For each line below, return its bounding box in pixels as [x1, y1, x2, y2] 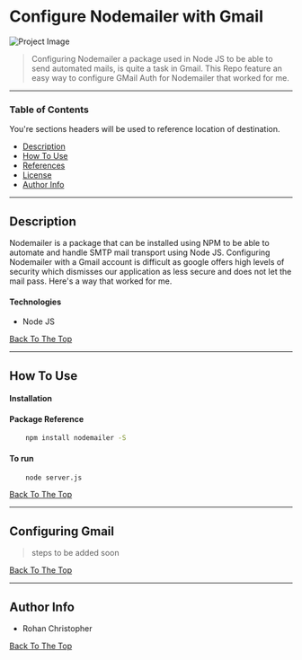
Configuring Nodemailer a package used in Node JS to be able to [31, 53, 273, 64]
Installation [9, 393, 52, 404]
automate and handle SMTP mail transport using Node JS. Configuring [9, 247, 271, 258]
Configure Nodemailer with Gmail [9, 6, 263, 27]
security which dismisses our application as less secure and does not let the [9, 267, 292, 277]
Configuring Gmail [9, 524, 115, 539]
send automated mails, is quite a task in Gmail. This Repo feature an [31, 63, 283, 74]
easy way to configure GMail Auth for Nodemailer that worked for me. [31, 72, 290, 83]
